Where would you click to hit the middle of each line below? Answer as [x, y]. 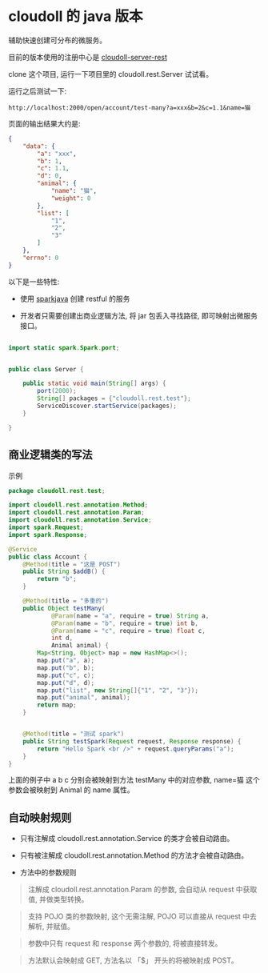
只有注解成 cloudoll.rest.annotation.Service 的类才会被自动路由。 [127, 839]
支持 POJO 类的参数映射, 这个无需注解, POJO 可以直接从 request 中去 [142, 916]
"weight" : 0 [71, 198]
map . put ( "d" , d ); [66, 683]
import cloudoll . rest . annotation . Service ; [80, 520]
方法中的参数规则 [48, 872]
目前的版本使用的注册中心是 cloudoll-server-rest [88, 57]
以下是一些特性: [34, 282]
